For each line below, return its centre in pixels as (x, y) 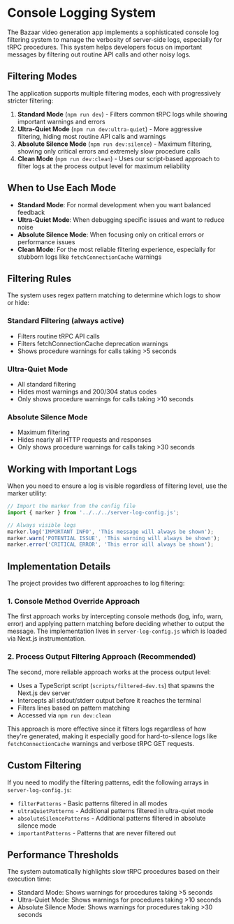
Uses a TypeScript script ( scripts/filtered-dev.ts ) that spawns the (116, 685)
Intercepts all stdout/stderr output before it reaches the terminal (109, 700)
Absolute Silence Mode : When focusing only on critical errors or (111, 234)
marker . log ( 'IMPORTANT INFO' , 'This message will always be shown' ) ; (111, 532)
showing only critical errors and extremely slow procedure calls (109, 151)
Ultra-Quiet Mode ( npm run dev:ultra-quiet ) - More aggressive (110, 129)
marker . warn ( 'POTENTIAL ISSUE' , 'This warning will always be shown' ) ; (114, 538)
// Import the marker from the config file (72, 506)
